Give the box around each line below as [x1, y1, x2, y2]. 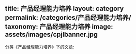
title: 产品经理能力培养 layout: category [5, 4, 124, 13]
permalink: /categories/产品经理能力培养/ [5, 13, 132, 22]
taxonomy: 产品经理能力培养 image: [5, 23, 113, 31]
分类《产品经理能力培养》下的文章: [5, 44, 75, 50]
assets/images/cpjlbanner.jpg [5, 30, 98, 39]
